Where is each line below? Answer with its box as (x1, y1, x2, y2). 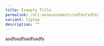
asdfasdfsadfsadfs (5, 36, 45, 42)
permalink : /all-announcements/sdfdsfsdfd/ (5, 12, 99, 17)
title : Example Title (5, 7, 51, 13)
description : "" (5, 21, 40, 27)
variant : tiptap (5, 17, 40, 22)
